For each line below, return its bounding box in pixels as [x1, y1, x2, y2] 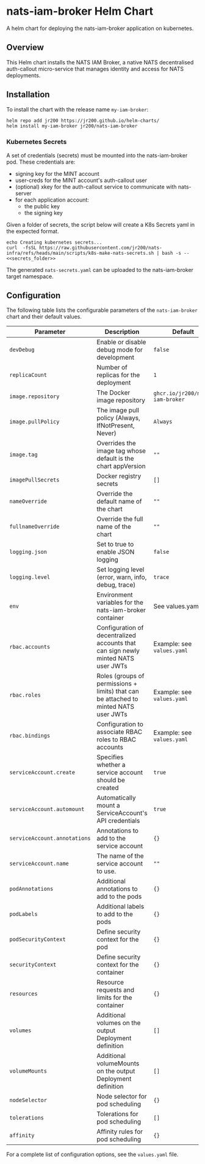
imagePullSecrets [9, 477, 60, 483]
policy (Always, [96, 414, 140, 422]
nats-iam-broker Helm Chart [6, 4, 154, 18]
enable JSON [96, 548, 135, 556]
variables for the [96, 599, 143, 607]
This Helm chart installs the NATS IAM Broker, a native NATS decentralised [6, 58, 194, 66]
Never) [96, 429, 117, 437]
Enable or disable [96, 338, 146, 347]
